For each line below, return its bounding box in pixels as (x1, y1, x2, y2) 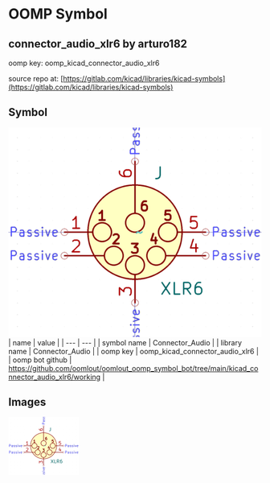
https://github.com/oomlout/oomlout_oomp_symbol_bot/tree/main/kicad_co (8, 363, 259, 373)
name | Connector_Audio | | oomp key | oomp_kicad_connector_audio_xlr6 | (8, 346, 260, 356)
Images (8, 395, 47, 409)
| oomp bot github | (8, 355, 72, 365)
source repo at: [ (8, 74, 63, 83)
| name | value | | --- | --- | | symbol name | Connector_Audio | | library (8, 337, 243, 347)
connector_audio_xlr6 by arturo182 (8, 37, 187, 51)
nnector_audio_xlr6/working (8, 372, 101, 382)
